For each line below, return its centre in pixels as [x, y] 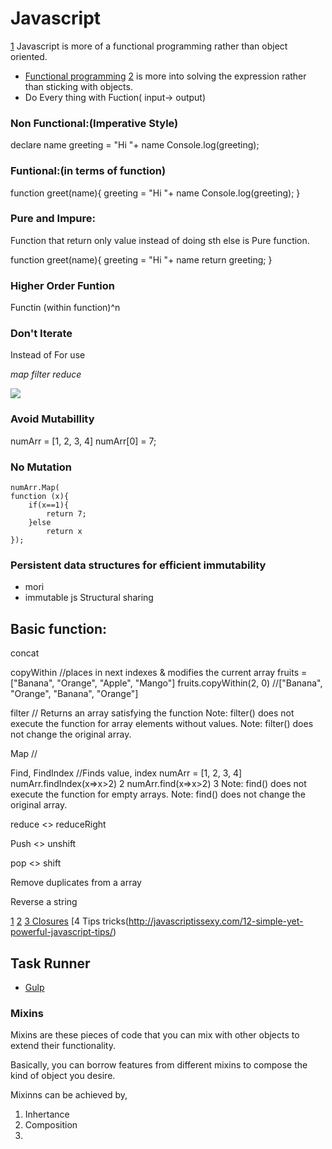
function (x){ [40, 497]
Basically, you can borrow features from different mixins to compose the [159, 1065]
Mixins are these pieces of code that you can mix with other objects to [155, 1035]
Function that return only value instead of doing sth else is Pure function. [160, 240]
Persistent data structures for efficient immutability [138, 565]
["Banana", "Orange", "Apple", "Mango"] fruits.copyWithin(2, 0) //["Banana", [166, 683]
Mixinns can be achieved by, [69, 1095]
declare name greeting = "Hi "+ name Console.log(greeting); [135, 145]
